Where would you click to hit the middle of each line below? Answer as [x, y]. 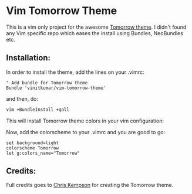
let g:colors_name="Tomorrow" [43, 153]
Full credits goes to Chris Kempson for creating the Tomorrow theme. [90, 185]
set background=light [33, 143]
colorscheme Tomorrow [33, 148]
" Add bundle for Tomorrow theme [47, 83]
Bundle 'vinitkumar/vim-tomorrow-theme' [56, 88]
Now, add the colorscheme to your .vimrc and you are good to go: [86, 132]
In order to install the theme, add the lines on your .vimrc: [75, 72]
